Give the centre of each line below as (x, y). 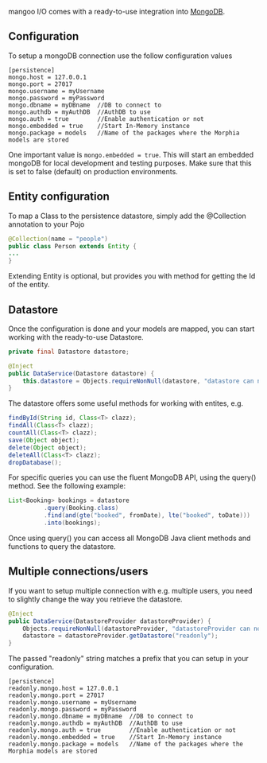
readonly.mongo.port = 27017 (56, 695)
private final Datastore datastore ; (69, 352)
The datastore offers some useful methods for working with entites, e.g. (126, 403)
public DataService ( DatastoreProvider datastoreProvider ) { (110, 621)
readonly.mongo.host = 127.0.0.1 (64, 689)
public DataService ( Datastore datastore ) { (81, 373)
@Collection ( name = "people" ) (58, 239)
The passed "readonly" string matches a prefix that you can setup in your (128, 659)
